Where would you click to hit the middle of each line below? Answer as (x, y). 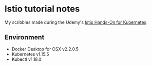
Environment (25, 37)
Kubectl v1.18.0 (27, 59)
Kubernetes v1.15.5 (30, 54)
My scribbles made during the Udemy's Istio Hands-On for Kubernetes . (76, 22)
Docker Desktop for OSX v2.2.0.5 (45, 49)
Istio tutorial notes (42, 9)
